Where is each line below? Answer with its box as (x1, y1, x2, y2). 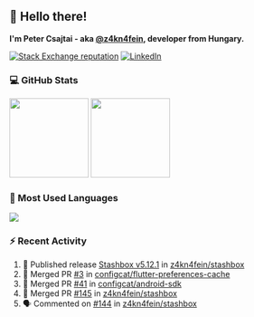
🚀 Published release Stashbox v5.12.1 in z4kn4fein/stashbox (22, 259, 245, 270)
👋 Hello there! (9, 9, 88, 24)
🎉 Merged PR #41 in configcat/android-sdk (22, 278, 183, 289)
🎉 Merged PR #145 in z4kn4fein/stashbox (22, 287, 178, 299)
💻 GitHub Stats (9, 73, 79, 86)
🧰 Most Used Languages (9, 192, 119, 205)
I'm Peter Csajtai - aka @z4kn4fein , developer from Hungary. (9, 33, 245, 43)
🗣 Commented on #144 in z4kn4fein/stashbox (22, 298, 197, 309)
